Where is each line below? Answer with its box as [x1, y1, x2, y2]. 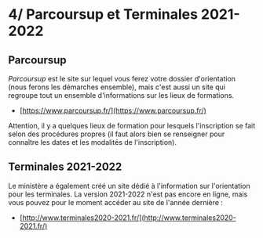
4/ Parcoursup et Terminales [8, 5, 199, 23]
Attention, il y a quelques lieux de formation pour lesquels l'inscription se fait [8, 121, 256, 130]
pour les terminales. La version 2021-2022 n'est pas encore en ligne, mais [8, 189, 248, 199]
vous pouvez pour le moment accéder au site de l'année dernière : [8, 197, 224, 207]
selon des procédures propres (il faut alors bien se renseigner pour [8, 129, 225, 139]
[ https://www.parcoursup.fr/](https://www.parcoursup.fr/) [19, 106, 206, 115]
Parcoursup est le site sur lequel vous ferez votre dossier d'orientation [8, 74, 236, 83]
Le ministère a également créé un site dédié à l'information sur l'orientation [8, 181, 250, 190]
